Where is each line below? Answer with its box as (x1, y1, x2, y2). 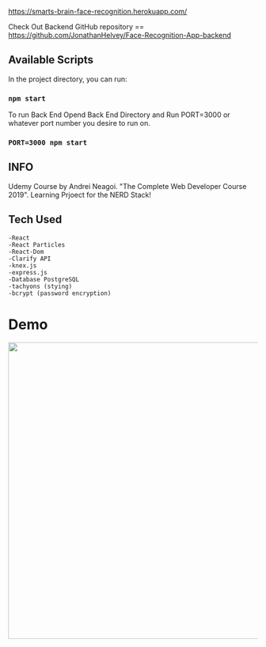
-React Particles (8, 240, 66, 248)
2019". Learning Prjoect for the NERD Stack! (8, 190, 152, 199)
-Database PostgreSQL (8, 275, 80, 283)
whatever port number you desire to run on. (8, 119, 150, 128)
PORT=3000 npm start (8, 138, 88, 147)
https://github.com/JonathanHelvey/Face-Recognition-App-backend (8, 31, 231, 40)
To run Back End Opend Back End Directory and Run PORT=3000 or (8, 110, 231, 119)
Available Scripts (8, 53, 93, 66)
